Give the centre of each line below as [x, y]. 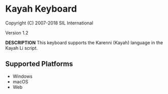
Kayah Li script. [22, 48]
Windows [22, 76]
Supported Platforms [39, 64]
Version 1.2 [17, 33]
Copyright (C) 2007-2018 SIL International [49, 23]
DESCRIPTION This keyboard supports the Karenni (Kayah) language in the [84, 42]
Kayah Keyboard [41, 9]
